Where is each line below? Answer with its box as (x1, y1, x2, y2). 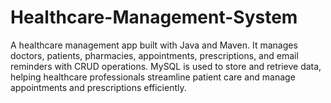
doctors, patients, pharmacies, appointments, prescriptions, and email (10, 49, 299, 61)
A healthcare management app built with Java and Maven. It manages (10, 39, 298, 51)
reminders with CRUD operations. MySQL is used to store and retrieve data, (10, 60, 322, 72)
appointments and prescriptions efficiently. (10, 81, 187, 93)
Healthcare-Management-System (10, 6, 298, 29)
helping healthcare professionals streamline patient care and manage (10, 71, 296, 83)
